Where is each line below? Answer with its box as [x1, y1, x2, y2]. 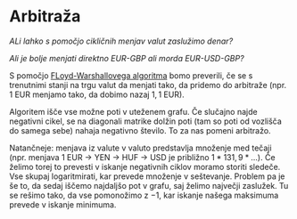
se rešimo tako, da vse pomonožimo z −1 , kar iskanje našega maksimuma [9, 190, 279, 200]
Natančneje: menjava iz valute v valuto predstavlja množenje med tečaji [9, 142, 272, 153]
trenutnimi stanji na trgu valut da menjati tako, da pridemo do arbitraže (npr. [9, 79, 287, 90]
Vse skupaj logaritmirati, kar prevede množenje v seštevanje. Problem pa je [9, 171, 285, 182]
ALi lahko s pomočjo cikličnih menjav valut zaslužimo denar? [9, 36, 234, 46]
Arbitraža [9, 6, 81, 27]
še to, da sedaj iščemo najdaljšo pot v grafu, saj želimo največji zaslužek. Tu [9, 180, 289, 191]
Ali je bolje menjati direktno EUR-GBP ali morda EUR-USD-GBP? [9, 53, 244, 63]
